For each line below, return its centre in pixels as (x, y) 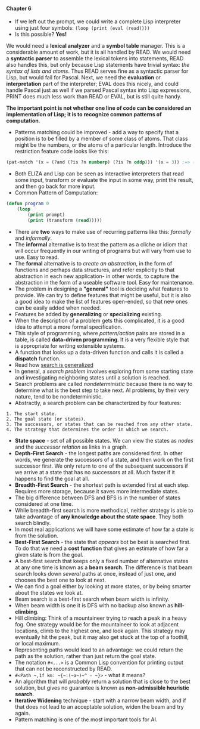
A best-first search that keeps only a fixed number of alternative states (101, 561)
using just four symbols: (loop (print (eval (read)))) (82, 28)
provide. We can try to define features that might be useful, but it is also (103, 295)
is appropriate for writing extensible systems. (70, 345)
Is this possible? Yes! (41, 34)
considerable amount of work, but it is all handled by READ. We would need (99, 52)
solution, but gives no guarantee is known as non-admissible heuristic (102, 688)
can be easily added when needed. (58, 308)
